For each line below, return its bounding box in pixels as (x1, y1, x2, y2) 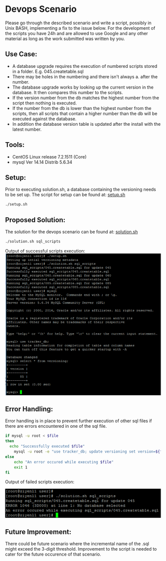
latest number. (12, 126, 42, 132)
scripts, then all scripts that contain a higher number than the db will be (12, 110, 158, 116)
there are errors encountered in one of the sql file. (5, 423, 107, 429)
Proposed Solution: (5, 215, 66, 224)
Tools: (5, 141, 25, 149)
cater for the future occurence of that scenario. (5, 551, 101, 558)
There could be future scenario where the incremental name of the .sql (5, 541, 149, 547)
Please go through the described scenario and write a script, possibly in (5, 20, 152, 26)
